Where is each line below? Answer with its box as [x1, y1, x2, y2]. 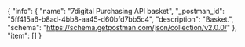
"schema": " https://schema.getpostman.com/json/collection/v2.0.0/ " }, [7, 23, 237, 32]
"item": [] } [7, 31, 42, 40]
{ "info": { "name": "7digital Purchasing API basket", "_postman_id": [7, 7, 225, 15]
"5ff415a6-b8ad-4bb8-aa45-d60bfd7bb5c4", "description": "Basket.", [7, 15, 234, 24]
